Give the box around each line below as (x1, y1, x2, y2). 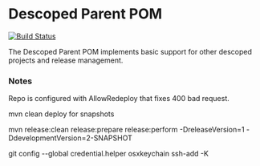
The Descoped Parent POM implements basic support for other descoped (8, 47, 253, 56)
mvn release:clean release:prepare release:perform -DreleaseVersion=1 (8, 125, 245, 135)
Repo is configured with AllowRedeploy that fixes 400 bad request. (8, 94, 230, 103)
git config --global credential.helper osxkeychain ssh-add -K (8, 149, 209, 159)
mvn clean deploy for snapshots (8, 109, 115, 119)
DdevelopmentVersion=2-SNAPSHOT (8, 133, 132, 143)
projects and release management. (8, 55, 124, 65)
